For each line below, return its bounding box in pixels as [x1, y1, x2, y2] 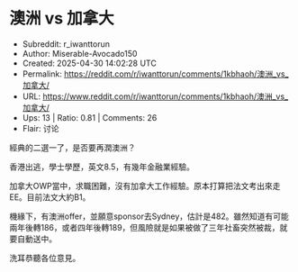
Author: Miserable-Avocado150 [22, 48, 138, 59]
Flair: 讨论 [22, 122, 59, 133]
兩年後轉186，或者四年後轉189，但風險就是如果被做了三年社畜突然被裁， [9, 222, 281, 232]
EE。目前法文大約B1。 [9, 191, 91, 203]
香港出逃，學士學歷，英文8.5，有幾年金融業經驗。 [9, 161, 195, 172]
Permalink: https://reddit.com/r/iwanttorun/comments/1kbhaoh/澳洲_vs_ [22, 68, 289, 79]
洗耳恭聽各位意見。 [9, 252, 81, 263]
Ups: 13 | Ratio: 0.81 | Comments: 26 [22, 112, 158, 122]
